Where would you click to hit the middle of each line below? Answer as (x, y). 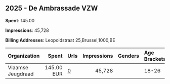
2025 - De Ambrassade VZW (52, 8)
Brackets (155, 59)
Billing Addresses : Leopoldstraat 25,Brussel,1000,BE (60, 40)
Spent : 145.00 (20, 20)
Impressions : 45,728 (27, 30)
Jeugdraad (21, 74)
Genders (129, 56)
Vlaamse (18, 67)
